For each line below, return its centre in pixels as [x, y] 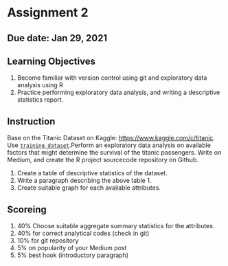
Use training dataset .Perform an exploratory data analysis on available [109, 145]
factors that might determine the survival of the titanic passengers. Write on [114, 153]
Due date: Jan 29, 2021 [57, 38]
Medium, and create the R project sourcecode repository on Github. [103, 160]
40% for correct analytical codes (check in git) [83, 233]
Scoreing [27, 209]
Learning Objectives [52, 61]
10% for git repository [48, 241]
